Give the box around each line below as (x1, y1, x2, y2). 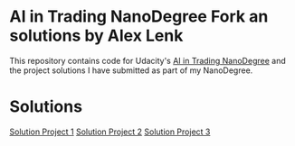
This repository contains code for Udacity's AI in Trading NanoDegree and (9, 55, 287, 66)
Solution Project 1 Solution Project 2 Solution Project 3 (9, 126, 211, 137)
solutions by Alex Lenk (9, 25, 184, 46)
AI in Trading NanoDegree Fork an (9, 6, 269, 27)
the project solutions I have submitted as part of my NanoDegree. (9, 65, 253, 76)
